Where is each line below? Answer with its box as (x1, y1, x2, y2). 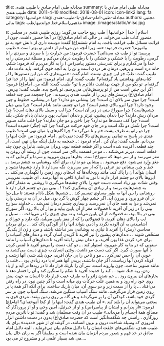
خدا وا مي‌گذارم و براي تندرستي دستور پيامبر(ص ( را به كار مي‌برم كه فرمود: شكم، (5, 61, 154, 66)
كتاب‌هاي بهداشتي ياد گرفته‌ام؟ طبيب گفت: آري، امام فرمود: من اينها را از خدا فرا (5, 76, 152, 81)
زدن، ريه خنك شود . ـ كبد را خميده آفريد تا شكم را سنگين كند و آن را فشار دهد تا (5, 268, 150, 273)
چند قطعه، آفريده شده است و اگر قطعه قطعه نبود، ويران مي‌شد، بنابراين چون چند (5, 143, 154, 149)
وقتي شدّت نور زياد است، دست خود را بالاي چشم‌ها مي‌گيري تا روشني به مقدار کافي (5, 180, 158, 185)
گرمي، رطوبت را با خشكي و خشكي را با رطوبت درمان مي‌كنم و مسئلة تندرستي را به (5, 55, 159, 61)
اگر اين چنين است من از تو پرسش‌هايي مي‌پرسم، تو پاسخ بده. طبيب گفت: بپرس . (5, 86, 153, 92)
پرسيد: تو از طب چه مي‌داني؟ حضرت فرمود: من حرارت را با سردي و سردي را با (5, 50, 151, 56)
